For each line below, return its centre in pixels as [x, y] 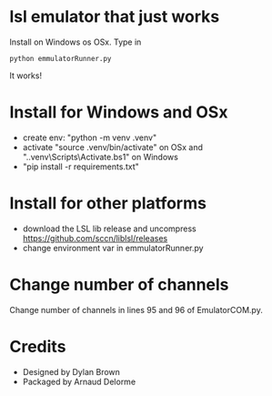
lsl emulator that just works [115, 17]
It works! [26, 76]
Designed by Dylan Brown [71, 371]
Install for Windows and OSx [119, 112]
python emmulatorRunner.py [60, 58]
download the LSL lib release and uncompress [110, 228]
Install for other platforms [108, 203]
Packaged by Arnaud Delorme [79, 381]
